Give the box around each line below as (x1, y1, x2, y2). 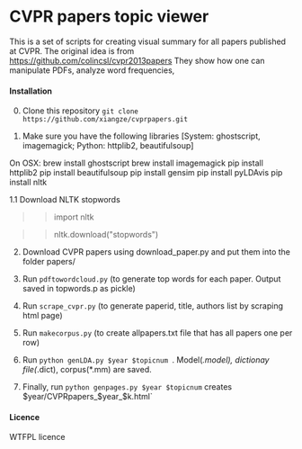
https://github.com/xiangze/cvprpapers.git (22, 115, 189, 124)
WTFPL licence (9, 432, 66, 443)
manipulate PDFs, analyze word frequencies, (9, 65, 175, 76)
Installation (9, 85, 52, 96)
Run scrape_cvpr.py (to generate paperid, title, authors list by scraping (22, 301, 284, 311)
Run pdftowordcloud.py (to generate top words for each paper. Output (22, 274, 281, 284)
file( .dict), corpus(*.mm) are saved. (22, 364, 152, 375)
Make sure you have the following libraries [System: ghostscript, (22, 130, 261, 141)
